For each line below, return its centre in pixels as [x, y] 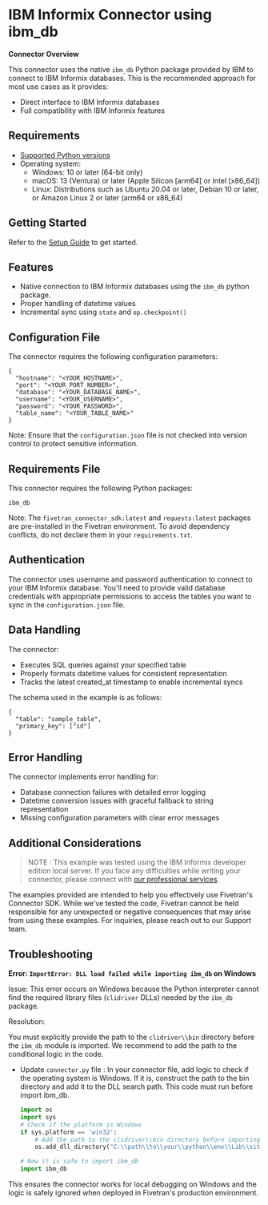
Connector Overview [44, 54]
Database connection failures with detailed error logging [113, 792]
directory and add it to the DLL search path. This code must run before [136, 1086]
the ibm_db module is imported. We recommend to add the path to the [123, 1046]
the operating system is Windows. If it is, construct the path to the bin [134, 1078]
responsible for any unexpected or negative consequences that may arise [130, 912]
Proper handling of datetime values [78, 304]
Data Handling [45, 630]
